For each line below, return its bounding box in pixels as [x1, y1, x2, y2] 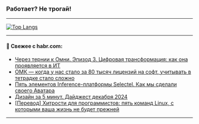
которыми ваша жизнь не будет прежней [14, 105, 120, 113]
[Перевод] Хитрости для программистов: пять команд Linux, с [14, 99, 174, 106]
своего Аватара [14, 87, 55, 94]
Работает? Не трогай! [6, 5, 72, 13]
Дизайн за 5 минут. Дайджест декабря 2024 [14, 93, 128, 100]
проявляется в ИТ [14, 62, 61, 69]
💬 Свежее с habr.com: [6, 42, 63, 49]
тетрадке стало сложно [14, 74, 75, 81]
